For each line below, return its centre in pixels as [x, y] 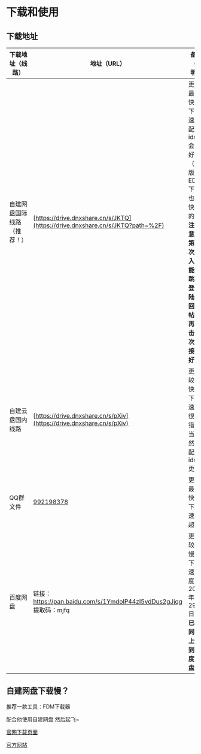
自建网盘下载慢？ [38, 691]
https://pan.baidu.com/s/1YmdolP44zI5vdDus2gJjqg [108, 601]
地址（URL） [108, 64]
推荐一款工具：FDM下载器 [38, 706]
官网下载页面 [22, 732]
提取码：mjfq [51, 610]
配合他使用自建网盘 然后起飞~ [43, 719]
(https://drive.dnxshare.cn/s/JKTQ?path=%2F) [99, 225]
